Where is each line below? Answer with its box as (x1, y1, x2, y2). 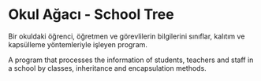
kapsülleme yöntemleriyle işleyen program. (8, 39, 148, 49)
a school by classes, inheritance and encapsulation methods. (8, 63, 207, 72)
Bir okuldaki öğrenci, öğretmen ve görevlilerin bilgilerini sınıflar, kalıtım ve (8, 31, 245, 41)
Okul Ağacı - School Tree (8, 6, 175, 24)
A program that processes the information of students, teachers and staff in (8, 55, 254, 64)
